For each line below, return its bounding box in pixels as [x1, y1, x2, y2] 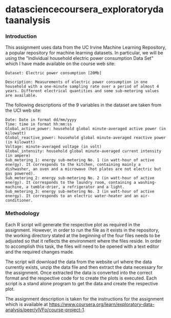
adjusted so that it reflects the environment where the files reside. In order [5, 238, 162, 244]
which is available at [5, 301, 48, 307]
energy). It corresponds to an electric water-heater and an [5, 194, 139, 199]
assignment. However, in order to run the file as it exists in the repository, [5, 227, 160, 233]
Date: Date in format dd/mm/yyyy [5, 117, 77, 122]
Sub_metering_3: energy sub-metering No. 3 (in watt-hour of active [5, 189, 155, 194]
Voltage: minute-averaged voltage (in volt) [5, 144, 102, 150]
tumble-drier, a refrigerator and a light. [30, 184, 125, 190]
